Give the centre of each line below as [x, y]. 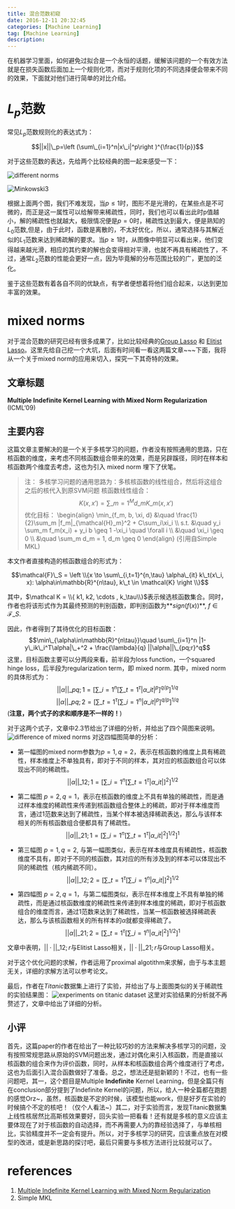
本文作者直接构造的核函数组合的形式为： [65, 561]
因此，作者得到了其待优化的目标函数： [62, 629]
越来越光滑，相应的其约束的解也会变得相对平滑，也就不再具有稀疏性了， [117, 250]
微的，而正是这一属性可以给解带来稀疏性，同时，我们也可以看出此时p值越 [113, 212]
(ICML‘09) [22, 408]
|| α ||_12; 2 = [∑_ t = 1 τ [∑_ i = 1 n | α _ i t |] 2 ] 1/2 [123, 879]
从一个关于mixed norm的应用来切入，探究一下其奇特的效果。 [95, 359]
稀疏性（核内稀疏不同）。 [65, 867]
